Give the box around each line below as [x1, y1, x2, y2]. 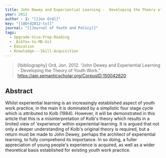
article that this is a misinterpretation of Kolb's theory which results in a [5, 116, 150, 121]
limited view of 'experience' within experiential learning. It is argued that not [5, 121, 160, 127]
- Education [9, 44, 35, 49]
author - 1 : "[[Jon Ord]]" [5, 16, 61, 21]
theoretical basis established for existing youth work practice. [5, 147, 131, 153]
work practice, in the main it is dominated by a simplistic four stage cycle [5, 105, 153, 111]
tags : [5, 30, 16, 35]
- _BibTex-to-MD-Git [9, 39, 52, 44]
